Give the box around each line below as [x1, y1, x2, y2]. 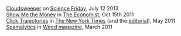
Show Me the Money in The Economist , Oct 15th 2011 [6, 11, 134, 18]
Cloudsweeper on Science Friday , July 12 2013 [6, 5, 119, 12]
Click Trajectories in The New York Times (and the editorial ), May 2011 [6, 17, 176, 24]
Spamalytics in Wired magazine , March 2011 [6, 23, 112, 30]
